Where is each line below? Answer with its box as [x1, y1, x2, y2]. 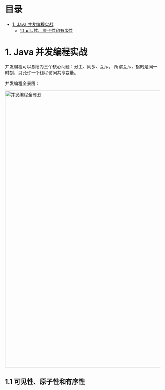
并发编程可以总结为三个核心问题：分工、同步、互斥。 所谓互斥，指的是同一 [5, 64, 158, 69]
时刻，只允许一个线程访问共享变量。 [5, 69, 79, 76]
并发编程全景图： [5, 80, 40, 86]
